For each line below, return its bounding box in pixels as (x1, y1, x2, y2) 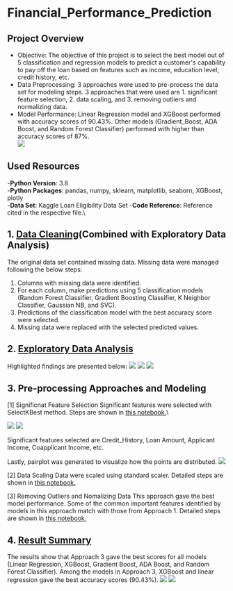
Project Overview (7, 33, 84, 44)
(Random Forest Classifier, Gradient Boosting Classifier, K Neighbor (17, 293, 211, 301)
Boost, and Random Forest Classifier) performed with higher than (17, 125, 204, 133)
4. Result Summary (7, 534, 92, 546)
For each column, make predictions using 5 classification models (17, 286, 204, 294)
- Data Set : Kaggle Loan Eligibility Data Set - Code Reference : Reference (7, 201, 214, 209)
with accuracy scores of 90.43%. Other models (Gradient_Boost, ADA (17, 117, 218, 126)
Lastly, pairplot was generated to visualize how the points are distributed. (7, 458, 217, 466)
